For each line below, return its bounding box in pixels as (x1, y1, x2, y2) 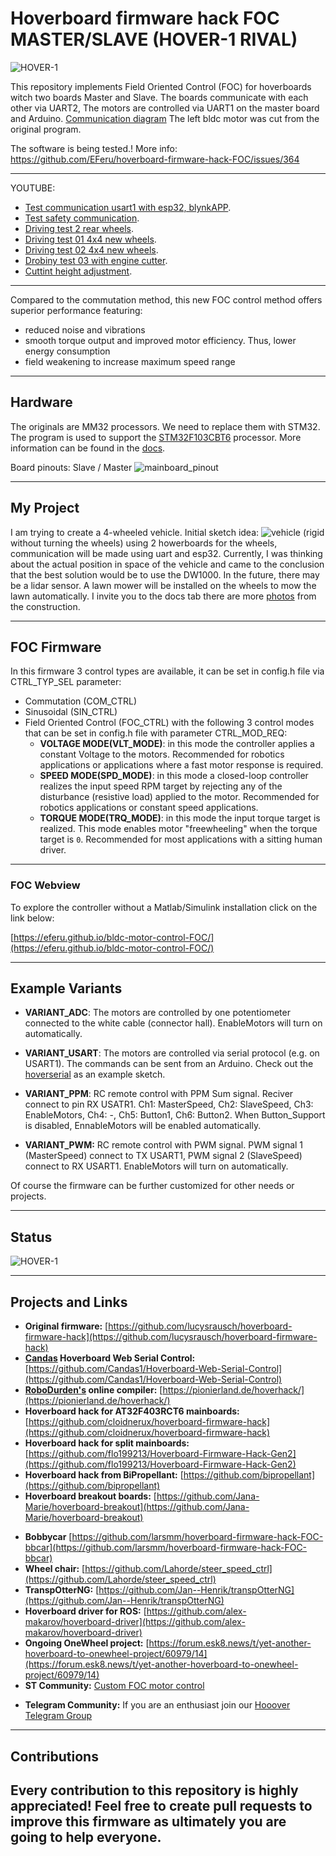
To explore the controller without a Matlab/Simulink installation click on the (10, 901, 318, 913)
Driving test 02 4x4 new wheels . (24, 243, 159, 256)
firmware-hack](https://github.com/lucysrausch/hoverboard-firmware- (24, 1331, 318, 1343)
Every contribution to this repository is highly (10, 1782, 299, 1799)
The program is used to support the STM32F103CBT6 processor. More (10, 431, 302, 443)
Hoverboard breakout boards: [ (24, 1490, 157, 1502)
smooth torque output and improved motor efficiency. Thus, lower (24, 334, 297, 346)
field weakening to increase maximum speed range (24, 355, 236, 367)
